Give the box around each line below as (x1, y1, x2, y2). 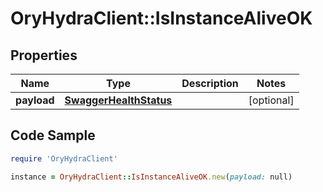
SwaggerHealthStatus (64, 93, 173, 107)
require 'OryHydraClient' (10, 153, 118, 164)
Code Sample (10, 127, 96, 144)
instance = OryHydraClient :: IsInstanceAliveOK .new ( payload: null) (10, 172, 293, 182)
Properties (10, 47, 78, 64)
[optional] (248, 93, 295, 107)
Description (181, 77, 239, 90)
